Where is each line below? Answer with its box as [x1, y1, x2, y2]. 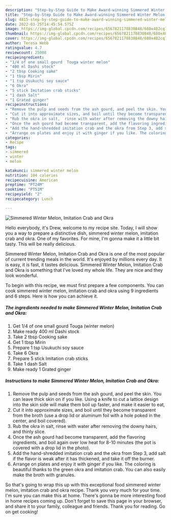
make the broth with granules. [12, 472, 76, 478]
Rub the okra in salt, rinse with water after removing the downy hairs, [12, 423, 158, 429]
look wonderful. [5, 272, 38, 278]
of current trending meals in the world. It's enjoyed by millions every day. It [5, 256, 162, 262]
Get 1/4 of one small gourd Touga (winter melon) [12, 323, 115, 329]
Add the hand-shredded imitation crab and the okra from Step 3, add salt [12, 450, 166, 456]
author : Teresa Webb [5, 41, 49, 46]
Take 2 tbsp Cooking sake [12, 334, 68, 340]
